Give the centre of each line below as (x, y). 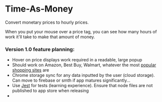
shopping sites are (31, 70)
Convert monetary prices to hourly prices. (47, 22)
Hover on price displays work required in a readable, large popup (77, 60)
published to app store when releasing (50, 91)
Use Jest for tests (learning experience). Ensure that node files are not (82, 86)
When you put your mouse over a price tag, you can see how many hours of (81, 31)
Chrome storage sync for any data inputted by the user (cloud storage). (83, 75)
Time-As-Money (39, 9)
